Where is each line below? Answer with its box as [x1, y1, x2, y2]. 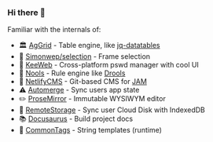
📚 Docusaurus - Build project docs [18, 114, 134, 124]
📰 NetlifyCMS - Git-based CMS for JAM [18, 77, 147, 86]
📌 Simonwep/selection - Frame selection [18, 52, 151, 61]
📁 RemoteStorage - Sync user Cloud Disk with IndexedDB [18, 105, 205, 115]
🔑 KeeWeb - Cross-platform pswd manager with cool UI [18, 60, 200, 70]
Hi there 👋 [7, 7, 46, 18]
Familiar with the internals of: [7, 25, 101, 35]
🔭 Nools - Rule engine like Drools [18, 68, 126, 78]
